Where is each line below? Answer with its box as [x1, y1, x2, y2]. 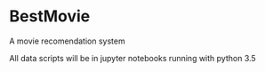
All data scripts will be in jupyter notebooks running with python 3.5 [9, 52, 256, 63]
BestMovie [9, 6, 91, 27]
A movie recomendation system [9, 36, 126, 46]
